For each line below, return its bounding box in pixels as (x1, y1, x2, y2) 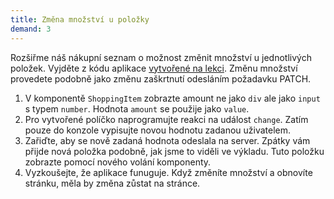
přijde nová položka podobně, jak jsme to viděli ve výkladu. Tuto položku (24, 145, 325, 157)
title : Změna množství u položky (10, 14, 150, 25)
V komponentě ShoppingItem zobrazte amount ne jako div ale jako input (24, 92, 321, 104)
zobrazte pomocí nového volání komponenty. (24, 156, 212, 168)
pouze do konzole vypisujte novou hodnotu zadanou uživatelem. (24, 124, 292, 136)
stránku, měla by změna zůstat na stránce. (24, 177, 201, 189)
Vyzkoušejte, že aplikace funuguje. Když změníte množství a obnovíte (24, 166, 313, 178)
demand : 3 (10, 24, 52, 34)
